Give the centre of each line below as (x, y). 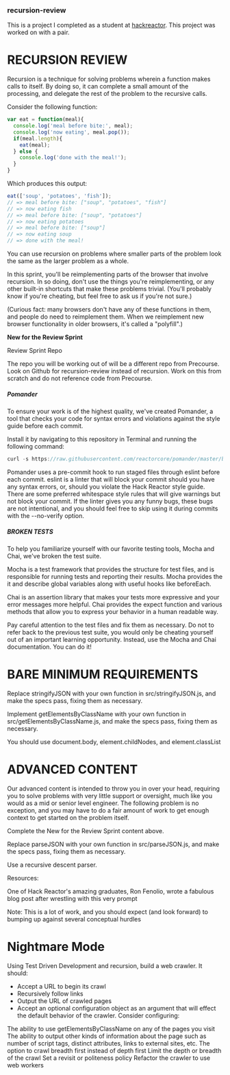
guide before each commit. (45, 426)
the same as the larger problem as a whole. (68, 261)
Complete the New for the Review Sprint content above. (86, 830)
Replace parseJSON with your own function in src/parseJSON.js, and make (113, 844)
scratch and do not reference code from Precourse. (80, 378)
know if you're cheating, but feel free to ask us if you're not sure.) (100, 296)
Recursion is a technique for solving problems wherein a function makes (109, 79)
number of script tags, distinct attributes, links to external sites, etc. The (108, 1043)
